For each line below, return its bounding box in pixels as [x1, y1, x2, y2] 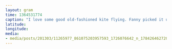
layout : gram [5, 7, 33, 13]
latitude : [5, 21, 27, 27]
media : [5, 31, 19, 36]
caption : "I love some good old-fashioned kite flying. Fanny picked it [5, 17, 164, 22]
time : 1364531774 [5, 12, 42, 17]
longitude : [5, 27, 29, 32]
